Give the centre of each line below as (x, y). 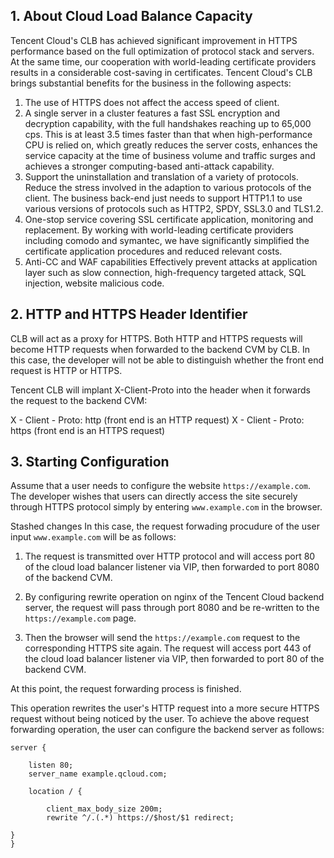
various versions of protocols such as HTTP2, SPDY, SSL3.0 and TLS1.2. (174, 208)
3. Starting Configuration (90, 462)
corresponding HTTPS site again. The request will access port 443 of (168, 648)
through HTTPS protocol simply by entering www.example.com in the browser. (166, 507)
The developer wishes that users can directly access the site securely (154, 496)
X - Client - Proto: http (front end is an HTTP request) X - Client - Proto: (157, 420)
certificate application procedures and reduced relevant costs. (153, 251)
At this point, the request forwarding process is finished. (126, 689)
